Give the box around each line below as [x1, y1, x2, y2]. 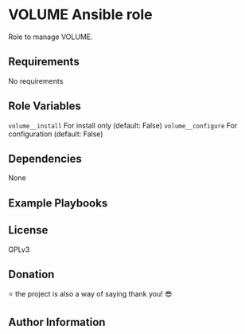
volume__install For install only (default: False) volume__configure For [8, 120, 238, 130]
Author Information [8, 315, 106, 328]
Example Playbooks [8, 196, 108, 210]
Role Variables [8, 100, 81, 113]
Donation [8, 267, 55, 281]
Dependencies [8, 151, 82, 165]
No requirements [8, 76, 64, 85]
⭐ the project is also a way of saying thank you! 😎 [8, 289, 173, 299]
